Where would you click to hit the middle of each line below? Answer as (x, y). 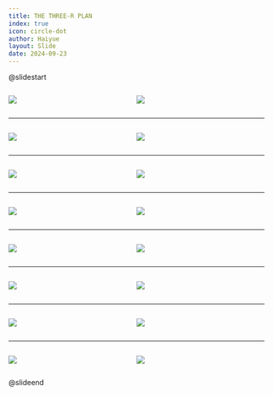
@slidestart (28, 77)
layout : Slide (32, 46)
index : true (28, 24)
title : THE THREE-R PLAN (50, 16)
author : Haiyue (34, 39)
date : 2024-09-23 (38, 54)
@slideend (26, 382)
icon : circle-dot (38, 31)
